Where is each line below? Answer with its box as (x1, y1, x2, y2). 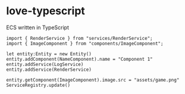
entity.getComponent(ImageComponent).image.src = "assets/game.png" (6, 77, 180, 83)
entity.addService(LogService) (6, 61, 84, 67)
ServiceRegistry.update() (6, 82, 70, 88)
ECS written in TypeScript (6, 24, 70, 31)
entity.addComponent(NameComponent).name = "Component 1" (6, 56, 153, 62)
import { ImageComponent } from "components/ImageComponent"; (6, 40, 164, 46)
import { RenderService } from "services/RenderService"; (6, 35, 153, 41)
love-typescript (6, 4, 85, 18)
